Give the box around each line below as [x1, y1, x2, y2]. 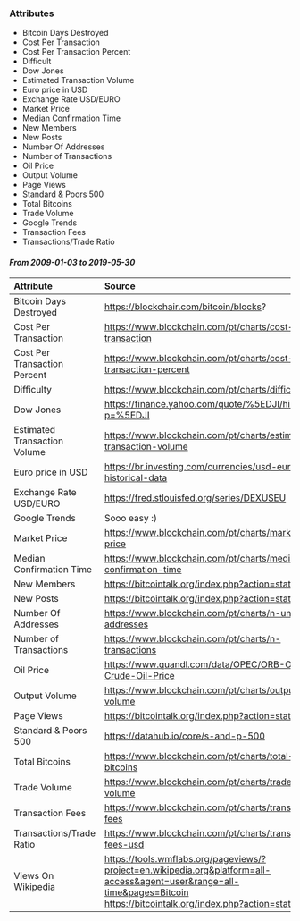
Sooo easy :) [104, 511, 158, 524]
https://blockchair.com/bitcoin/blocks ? [104, 300, 266, 313]
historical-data [104, 471, 168, 484]
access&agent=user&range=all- [104, 875, 239, 887]
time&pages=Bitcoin [104, 886, 189, 899]
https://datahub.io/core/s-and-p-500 [104, 730, 266, 742]
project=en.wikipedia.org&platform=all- [104, 864, 271, 876]
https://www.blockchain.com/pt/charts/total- [104, 749, 295, 762]
